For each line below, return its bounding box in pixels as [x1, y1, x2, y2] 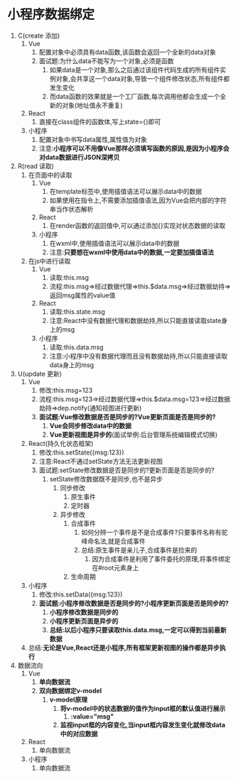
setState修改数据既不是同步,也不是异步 [49, 474, 163, 483]
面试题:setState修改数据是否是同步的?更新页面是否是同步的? [38, 466, 215, 474]
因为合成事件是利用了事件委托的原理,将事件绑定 [92, 555, 231, 563]
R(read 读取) [17, 161, 55, 170]
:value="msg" [70, 712, 114, 721]
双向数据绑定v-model [38, 686, 102, 694]
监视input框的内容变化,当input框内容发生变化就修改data [60, 720, 226, 729]
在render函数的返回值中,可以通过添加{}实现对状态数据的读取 [49, 221, 226, 229]
